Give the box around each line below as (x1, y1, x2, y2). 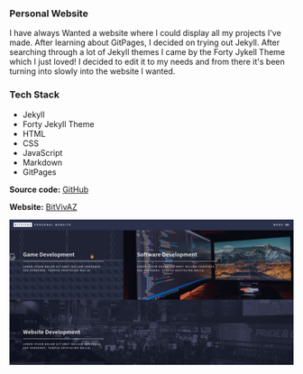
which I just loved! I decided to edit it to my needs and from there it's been (9, 57, 286, 68)
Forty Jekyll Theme (22, 118, 95, 129)
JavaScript (22, 147, 63, 158)
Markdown (22, 157, 63, 168)
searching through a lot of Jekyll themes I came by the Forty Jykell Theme (9, 47, 286, 58)
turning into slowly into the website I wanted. (9, 66, 176, 77)
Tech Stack (9, 88, 60, 101)
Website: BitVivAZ (9, 201, 78, 212)
